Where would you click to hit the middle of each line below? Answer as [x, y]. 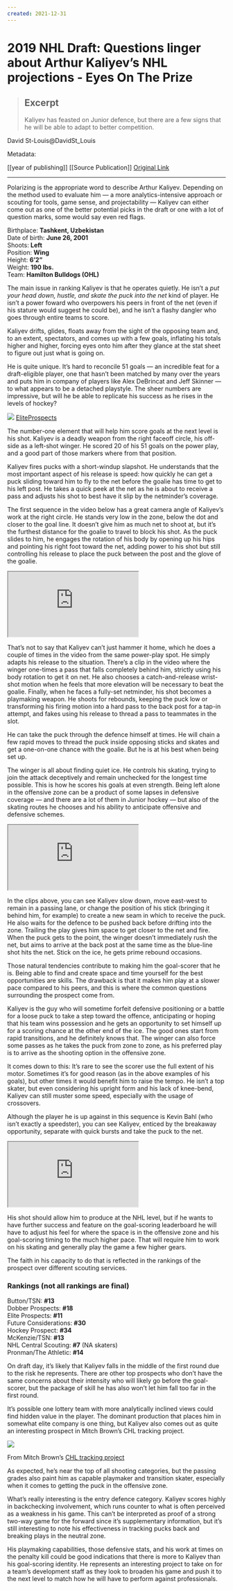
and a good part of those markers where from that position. [92, 453]
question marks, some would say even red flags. [76, 216]
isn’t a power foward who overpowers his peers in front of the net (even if [112, 302]
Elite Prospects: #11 [35, 1315]
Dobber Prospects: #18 [40, 1308]
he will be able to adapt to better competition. [89, 127]
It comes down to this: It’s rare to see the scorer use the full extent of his [111, 1066]
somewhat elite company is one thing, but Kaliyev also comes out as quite [113, 1424]
